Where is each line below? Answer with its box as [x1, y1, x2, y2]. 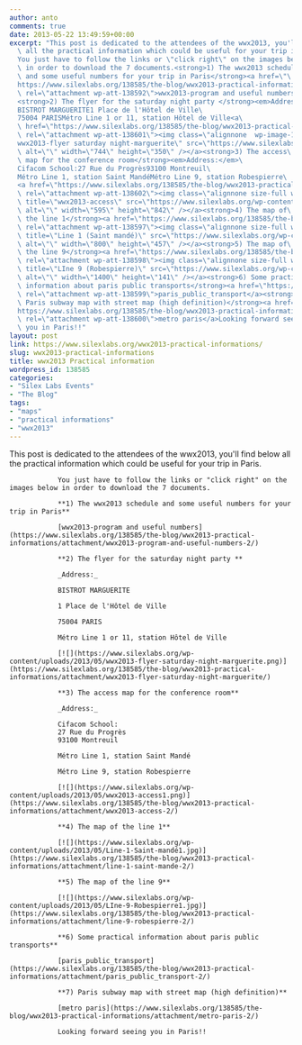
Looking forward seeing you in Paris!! [57, 1027, 207, 1036]
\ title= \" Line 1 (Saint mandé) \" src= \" [17, 231, 175, 240]
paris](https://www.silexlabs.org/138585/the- [85, 1004, 263, 1013]
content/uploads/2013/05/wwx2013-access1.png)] [9, 790, 191, 800]
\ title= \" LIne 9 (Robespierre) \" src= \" [17, 265, 175, 274]
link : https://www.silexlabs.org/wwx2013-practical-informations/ [9, 340, 263, 349]
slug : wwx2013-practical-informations [9, 348, 155, 357]
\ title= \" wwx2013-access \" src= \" [17, 197, 151, 207]
